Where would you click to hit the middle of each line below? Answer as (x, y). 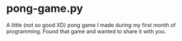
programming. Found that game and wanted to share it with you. (86, 31)
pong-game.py (45, 9)
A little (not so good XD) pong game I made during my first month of (91, 25)
